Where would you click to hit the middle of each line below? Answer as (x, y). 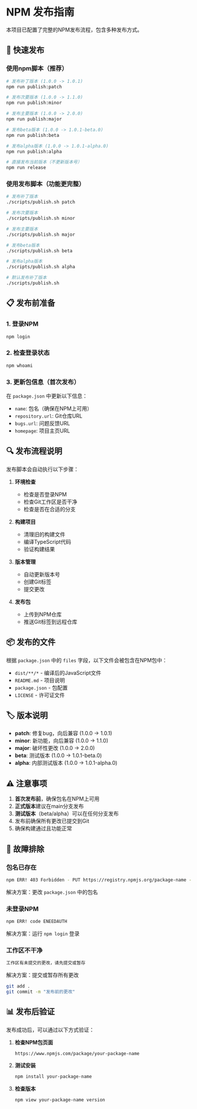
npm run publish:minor (34, 103)
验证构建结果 (39, 549)
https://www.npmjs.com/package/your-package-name (77, 1053)
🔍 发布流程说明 (34, 451)
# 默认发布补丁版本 (27, 278)
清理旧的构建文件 (44, 534)
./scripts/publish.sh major (41, 235)
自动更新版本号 (42, 574)
